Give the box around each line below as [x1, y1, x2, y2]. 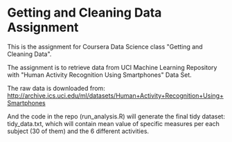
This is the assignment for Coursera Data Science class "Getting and [7, 42, 203, 51]
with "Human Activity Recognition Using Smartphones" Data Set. [7, 71, 192, 79]
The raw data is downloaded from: [7, 84, 105, 92]
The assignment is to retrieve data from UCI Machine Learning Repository [7, 63, 217, 71]
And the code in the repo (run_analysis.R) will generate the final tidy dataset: [7, 112, 225, 121]
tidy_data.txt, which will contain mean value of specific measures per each [7, 119, 220, 127]
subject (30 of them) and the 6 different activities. [7, 127, 150, 135]
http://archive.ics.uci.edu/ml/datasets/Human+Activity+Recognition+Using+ [7, 91, 224, 100]
